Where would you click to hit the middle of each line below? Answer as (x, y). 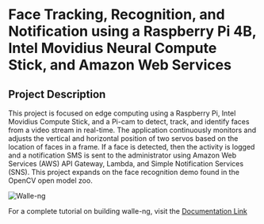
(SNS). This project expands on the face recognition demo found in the (124, 172)
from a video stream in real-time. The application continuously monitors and (132, 130)
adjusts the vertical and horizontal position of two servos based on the (123, 139)
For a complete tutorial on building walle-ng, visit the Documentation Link (128, 211)
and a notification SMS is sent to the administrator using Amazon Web (122, 155)
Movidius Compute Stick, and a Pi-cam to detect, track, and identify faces (129, 121)
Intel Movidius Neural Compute (113, 48)
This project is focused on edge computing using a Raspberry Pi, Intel (122, 113)
